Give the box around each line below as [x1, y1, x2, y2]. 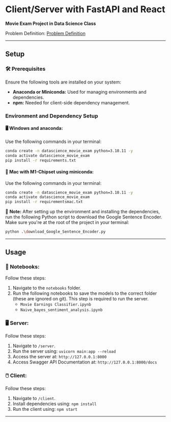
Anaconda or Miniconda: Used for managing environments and [12, 89, 147, 95]
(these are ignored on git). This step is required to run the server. [12, 295, 149, 301]
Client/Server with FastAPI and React [5, 4, 165, 15]
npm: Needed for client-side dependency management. [12, 99, 130, 105]
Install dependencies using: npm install [12, 401, 97, 407]
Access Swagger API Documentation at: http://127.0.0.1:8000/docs [12, 359, 157, 365]
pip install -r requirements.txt [5, 158, 76, 163]
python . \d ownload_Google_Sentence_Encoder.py [5, 229, 106, 235]
